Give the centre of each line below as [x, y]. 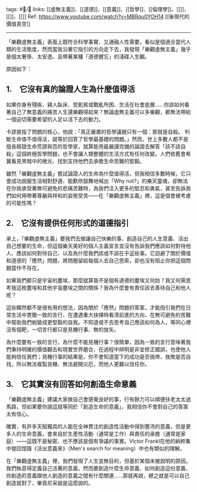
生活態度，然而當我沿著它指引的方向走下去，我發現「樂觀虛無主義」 [98, 49]
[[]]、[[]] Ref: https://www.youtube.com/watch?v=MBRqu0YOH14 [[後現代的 [98, 16]
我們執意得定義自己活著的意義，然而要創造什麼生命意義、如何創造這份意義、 [98, 469]
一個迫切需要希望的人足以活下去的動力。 [55, 119]
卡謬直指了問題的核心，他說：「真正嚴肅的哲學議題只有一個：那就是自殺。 [95, 132]
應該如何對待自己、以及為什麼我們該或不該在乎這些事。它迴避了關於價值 [103, 253]
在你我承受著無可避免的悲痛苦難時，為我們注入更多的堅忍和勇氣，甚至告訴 [96, 188]
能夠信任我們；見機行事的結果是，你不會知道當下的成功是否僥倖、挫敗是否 [96, 356]
